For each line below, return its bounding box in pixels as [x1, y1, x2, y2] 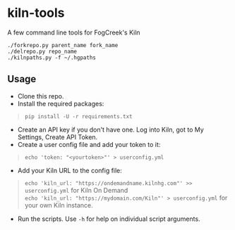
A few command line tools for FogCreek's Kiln [7, 28, 140, 37]
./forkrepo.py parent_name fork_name [7, 41, 119, 49]
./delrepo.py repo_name [7, 48, 78, 55]
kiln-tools [7, 5, 65, 21]
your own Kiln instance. [24, 200, 93, 209]
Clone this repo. [17, 91, 64, 100]
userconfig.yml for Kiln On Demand [24, 186, 128, 194]
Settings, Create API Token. [17, 132, 98, 141]
